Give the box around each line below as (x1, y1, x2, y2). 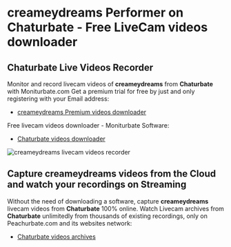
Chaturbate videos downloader (17, 135, 106, 143)
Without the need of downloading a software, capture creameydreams (7, 197, 209, 205)
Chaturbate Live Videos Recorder (7, 61, 154, 73)
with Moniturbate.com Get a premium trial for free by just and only (7, 88, 195, 95)
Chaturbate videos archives (17, 233, 97, 241)
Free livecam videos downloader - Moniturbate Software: (7, 121, 170, 129)
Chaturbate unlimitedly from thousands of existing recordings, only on (7, 212, 208, 220)
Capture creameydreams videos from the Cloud (7, 168, 216, 180)
